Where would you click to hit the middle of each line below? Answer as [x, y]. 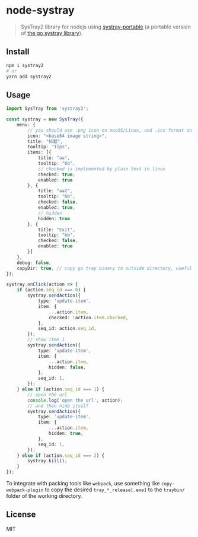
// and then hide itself [58, 406]
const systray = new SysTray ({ [45, 119]
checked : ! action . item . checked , [88, 317]
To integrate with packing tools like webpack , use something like [83, 484]
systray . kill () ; [47, 461]
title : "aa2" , [55, 191]
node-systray [41, 10]
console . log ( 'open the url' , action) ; [75, 400]
